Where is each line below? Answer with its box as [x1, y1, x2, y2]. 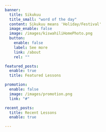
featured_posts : [5, 64, 39, 69]
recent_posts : [5, 105, 35, 110]
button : [9, 36, 26, 41]
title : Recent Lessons [9, 110, 57, 115]
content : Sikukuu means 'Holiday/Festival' [9, 21, 101, 27]
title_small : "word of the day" [9, 17, 77, 22]
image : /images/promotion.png [9, 92, 72, 97]
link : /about [14, 50, 41, 55]
